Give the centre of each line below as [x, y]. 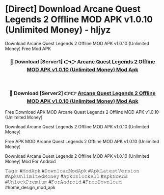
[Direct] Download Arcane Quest [73, 9]
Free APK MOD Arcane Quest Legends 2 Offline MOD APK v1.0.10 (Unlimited [82, 141]
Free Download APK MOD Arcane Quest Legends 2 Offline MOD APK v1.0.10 [82, 112]
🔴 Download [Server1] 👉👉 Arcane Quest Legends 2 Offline [82, 61]
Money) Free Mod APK [28, 49]
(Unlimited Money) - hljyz [58, 30]
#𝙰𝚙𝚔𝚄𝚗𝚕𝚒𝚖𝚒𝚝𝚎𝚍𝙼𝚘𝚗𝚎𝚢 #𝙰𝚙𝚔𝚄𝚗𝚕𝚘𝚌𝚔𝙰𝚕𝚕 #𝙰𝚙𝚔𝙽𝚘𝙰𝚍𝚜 [67, 176]
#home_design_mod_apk [30, 187]
